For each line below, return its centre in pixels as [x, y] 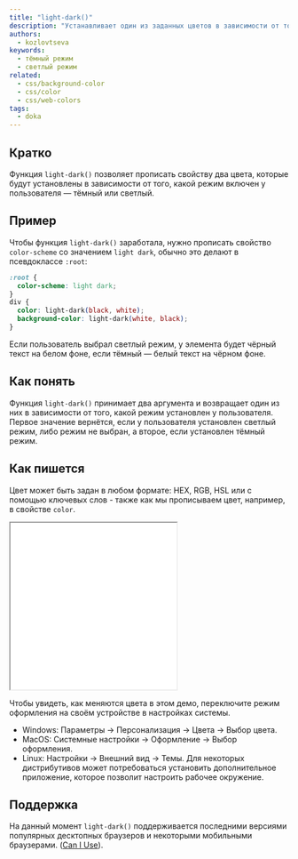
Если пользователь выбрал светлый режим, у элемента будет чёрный [143, 344]
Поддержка [43, 804]
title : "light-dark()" [51, 17]
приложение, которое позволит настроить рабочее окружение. [143, 777]
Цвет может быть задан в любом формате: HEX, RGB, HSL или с [131, 490]
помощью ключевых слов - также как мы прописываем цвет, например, [147, 500]
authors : [25, 34]
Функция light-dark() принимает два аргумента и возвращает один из [145, 403]
